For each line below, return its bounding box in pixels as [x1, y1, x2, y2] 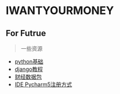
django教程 [14, 65, 43, 73]
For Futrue [6, 28, 47, 38]
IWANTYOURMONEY [6, 4, 114, 18]
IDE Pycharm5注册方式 [14, 81, 72, 88]
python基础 [14, 58, 43, 65]
